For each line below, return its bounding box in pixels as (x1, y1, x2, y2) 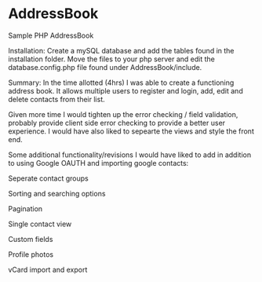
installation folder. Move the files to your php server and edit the (8, 54, 216, 64)
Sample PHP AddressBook (8, 31, 94, 40)
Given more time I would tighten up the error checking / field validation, (8, 109, 238, 119)
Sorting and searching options (8, 189, 106, 198)
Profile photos (8, 249, 53, 259)
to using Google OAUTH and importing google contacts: (8, 158, 189, 167)
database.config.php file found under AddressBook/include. (8, 62, 202, 71)
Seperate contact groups (8, 174, 89, 183)
